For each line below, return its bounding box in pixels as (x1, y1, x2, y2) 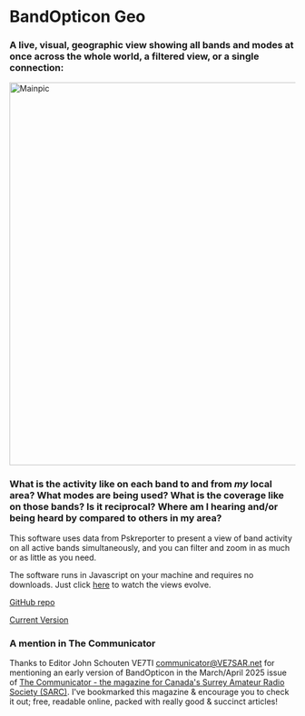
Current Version (9, 614, 69, 625)
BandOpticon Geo (9, 6, 146, 27)
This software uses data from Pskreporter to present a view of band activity (9, 533, 293, 544)
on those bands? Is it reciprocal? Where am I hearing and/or (9, 501, 279, 514)
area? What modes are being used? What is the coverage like (9, 489, 284, 502)
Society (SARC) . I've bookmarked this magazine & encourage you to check (9, 687, 290, 698)
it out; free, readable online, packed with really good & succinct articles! (9, 696, 279, 707)
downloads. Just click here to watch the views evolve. (9, 579, 212, 590)
